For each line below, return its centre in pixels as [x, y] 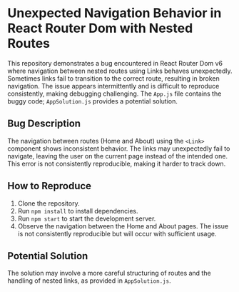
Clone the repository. [49, 203]
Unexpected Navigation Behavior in [115, 13]
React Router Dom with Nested [100, 28]
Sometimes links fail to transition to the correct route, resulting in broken [113, 78]
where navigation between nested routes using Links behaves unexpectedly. [120, 71]
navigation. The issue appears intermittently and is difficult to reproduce [113, 86]
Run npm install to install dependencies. [78, 211]
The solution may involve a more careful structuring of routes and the [110, 273]
